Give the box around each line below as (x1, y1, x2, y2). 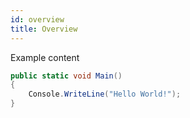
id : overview (10, 14, 65, 25)
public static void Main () (10, 71, 123, 81)
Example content (10, 51, 80, 63)
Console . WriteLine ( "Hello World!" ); (28, 89, 182, 100)
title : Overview (10, 24, 78, 34)
